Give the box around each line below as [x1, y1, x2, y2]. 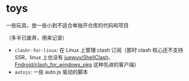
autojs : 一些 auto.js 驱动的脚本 [14, 68, 89, 75]
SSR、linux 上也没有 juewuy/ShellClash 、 [14, 54, 114, 61]
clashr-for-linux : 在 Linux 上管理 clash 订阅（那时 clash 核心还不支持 [14, 46, 184, 54]
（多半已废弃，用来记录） [6, 34, 68, 41]
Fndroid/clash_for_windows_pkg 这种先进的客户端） [14, 61, 140, 68]
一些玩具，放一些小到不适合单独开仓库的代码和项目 [6, 22, 129, 29]
